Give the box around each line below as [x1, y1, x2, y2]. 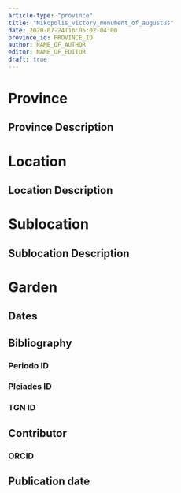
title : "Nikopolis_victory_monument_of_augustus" [8, 19, 175, 27]
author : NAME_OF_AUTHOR [8, 41, 87, 49]
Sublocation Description [8, 246, 130, 260]
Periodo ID [8, 360, 50, 371]
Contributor [8, 427, 67, 440]
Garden [8, 278, 57, 296]
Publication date [8, 475, 90, 488]
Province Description [8, 121, 114, 134]
